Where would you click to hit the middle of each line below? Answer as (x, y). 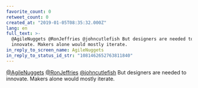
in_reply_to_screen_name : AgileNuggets (55, 50)
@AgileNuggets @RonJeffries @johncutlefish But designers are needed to (96, 72)
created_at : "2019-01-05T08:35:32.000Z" (57, 22)
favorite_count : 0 (29, 12)
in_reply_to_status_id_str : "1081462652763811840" (70, 56)
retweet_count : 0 (27, 17)
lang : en (17, 28)
